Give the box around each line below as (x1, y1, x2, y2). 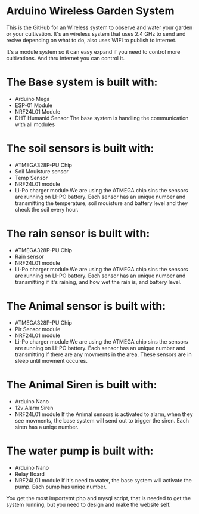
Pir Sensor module (14, 325, 61, 332)
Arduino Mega (14, 95, 50, 102)
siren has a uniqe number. (14, 423, 79, 430)
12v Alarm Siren (14, 404, 54, 411)
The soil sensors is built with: (6, 142, 154, 155)
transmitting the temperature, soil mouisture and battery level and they (14, 199, 188, 207)
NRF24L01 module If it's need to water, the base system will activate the (14, 476, 192, 484)
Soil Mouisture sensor (14, 167, 69, 175)
